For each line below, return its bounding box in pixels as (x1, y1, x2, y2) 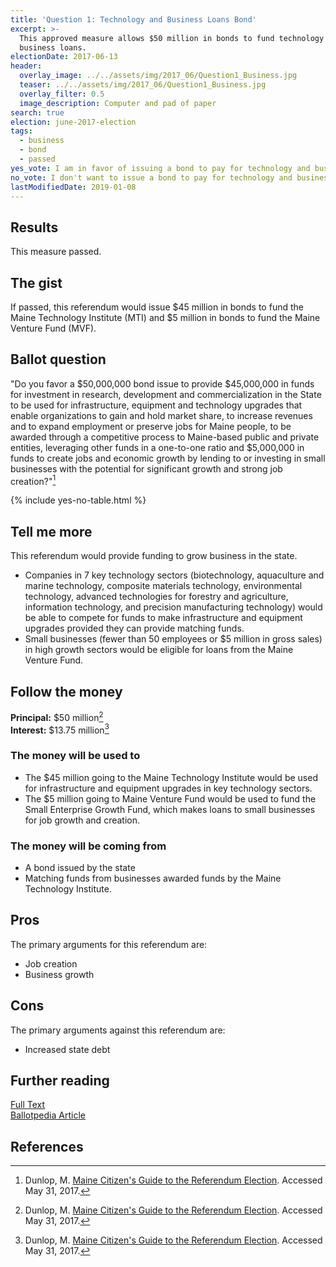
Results (10, 219, 59, 236)
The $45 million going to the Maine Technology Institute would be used (24, 771, 318, 783)
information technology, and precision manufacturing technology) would (24, 601, 323, 613)
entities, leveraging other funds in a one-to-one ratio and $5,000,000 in (10, 441, 305, 453)
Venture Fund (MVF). (10, 322, 97, 334)
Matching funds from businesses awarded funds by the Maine (24, 872, 282, 884)
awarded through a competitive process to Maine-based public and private (10, 431, 320, 443)
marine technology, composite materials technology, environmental (24, 580, 303, 592)
